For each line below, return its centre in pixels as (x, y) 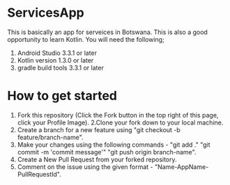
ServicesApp (46, 13)
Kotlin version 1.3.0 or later (55, 60)
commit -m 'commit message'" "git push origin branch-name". (107, 152)
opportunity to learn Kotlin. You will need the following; (86, 39)
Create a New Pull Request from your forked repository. (97, 159)
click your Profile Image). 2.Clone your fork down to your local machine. (120, 122)
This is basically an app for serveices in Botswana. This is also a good (107, 32)
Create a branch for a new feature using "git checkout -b (99, 129)
